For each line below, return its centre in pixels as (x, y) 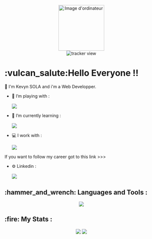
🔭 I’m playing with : (30, 96)
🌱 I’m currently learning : (36, 115)
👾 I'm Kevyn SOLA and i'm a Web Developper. (50, 86)
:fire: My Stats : (28, 219)
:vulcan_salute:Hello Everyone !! (72, 73)
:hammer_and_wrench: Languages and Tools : (76, 192)
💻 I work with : (27, 135)
